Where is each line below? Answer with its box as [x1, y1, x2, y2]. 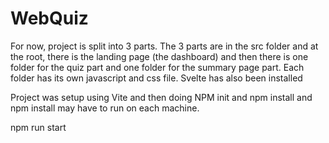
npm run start [10, 121, 67, 133]
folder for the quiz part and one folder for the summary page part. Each [10, 61, 305, 73]
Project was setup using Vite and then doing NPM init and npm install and [10, 91, 313, 103]
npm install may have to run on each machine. [10, 102, 200, 114]
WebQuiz [10, 7, 89, 30]
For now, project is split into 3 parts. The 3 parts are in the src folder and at [10, 40, 319, 52]
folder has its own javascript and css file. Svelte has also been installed [10, 72, 303, 84]
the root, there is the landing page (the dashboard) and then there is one [10, 50, 309, 62]
